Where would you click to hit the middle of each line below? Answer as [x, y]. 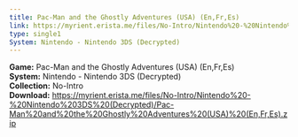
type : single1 [35, 34]
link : [19, 26]
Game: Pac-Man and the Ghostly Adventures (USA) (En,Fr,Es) [122, 67]
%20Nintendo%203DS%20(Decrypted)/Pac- [92, 105]
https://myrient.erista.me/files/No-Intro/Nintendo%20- [151, 95]
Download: [30, 95]
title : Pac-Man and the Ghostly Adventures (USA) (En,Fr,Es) [125, 17]
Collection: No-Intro [47, 86]
